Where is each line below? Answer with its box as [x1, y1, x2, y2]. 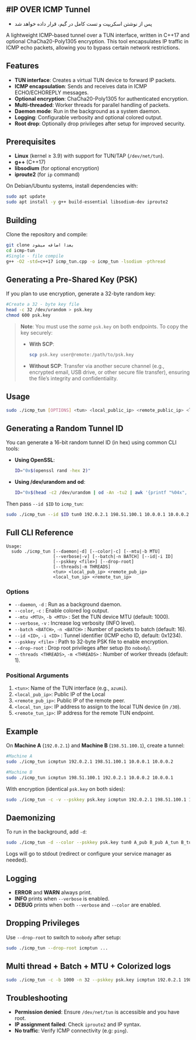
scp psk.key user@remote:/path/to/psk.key [29, 352, 134, 357]
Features [6, 61, 39, 71]
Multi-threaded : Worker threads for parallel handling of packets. [14, 101, 170, 108]
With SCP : [29, 340, 54, 347]
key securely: [20, 329, 53, 336]
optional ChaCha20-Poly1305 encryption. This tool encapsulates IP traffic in [6, 37, 188, 44]
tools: [6, 445, 20, 452]
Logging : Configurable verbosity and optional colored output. [14, 113, 163, 120]
